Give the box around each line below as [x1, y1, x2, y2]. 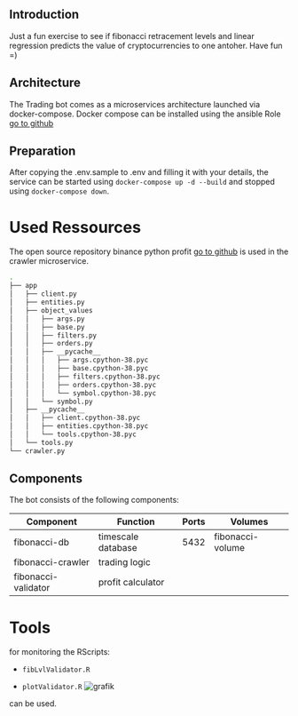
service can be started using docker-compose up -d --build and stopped [9, 177, 275, 187]
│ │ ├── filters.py [9, 330, 98, 340]
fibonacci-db [13, 537, 69, 549]
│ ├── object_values [9, 306, 93, 314]
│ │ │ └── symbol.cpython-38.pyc [9, 388, 157, 398]
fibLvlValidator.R [21, 665, 90, 674]
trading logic [98, 556, 151, 569]
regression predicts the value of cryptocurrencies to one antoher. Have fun [9, 40, 283, 51]
